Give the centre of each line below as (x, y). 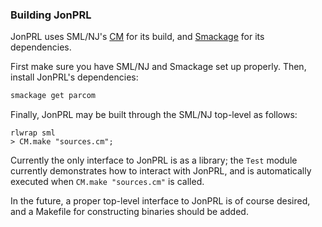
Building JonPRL (51, 15)
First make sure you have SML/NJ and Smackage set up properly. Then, (158, 67)
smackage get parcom (53, 96)
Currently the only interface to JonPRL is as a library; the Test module (154, 160)
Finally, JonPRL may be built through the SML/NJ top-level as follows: (154, 115)
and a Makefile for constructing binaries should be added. (129, 212)
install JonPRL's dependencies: (74, 77)
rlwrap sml (33, 133)
